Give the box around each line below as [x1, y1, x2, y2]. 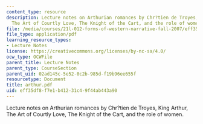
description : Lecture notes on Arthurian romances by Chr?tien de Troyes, [6, 15, 199, 21]
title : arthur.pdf [6, 82, 53, 88]
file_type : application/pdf [6, 31, 77, 38]
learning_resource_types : [6, 37, 71, 43]
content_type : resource [6, 8, 66, 15]
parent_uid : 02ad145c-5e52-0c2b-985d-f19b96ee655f [6, 71, 137, 77]
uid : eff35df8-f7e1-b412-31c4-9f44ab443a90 [6, 88, 118, 94]
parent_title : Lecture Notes [6, 59, 80, 65]
